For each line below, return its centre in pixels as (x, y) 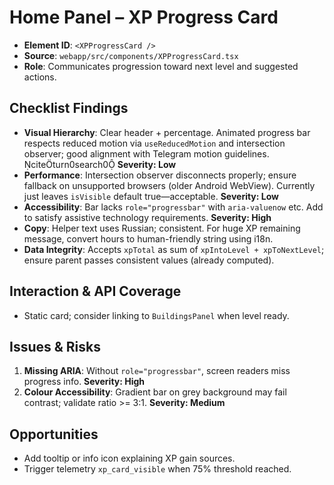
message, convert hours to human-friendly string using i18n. (148, 238)
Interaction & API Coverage (95, 291)
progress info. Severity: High (84, 382)
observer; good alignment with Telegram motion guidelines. (146, 153)
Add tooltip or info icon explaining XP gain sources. (129, 458)
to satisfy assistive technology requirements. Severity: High (147, 217)
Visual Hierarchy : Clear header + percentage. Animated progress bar (167, 132)
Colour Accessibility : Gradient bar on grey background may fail (155, 392)
